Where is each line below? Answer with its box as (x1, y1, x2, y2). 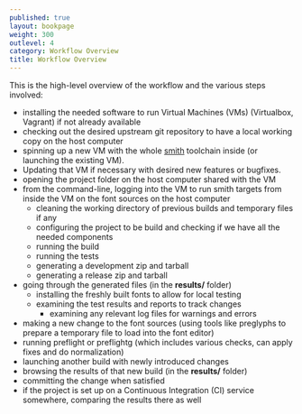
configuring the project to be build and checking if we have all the (35, 222, 280, 233)
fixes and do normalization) (22, 346, 124, 357)
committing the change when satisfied (22, 375, 165, 386)
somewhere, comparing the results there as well (22, 394, 202, 405)
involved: (9, 89, 43, 100)
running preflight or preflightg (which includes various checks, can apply (22, 337, 293, 347)
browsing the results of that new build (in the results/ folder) (22, 366, 248, 376)
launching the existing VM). (22, 155, 124, 165)
